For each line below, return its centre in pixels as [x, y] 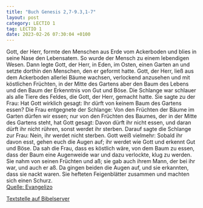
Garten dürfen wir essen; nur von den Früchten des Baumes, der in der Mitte [101, 116]
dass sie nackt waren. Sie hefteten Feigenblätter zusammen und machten [98, 174]
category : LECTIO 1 [31, 23]
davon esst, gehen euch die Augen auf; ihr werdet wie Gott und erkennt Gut [101, 142]
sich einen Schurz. [29, 181]
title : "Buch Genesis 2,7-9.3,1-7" [51, 12]
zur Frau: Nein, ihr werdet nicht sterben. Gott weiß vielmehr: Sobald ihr [95, 136]
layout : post [23, 18]
